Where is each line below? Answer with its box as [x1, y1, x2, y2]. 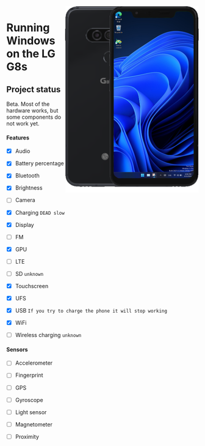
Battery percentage [15, 160, 64, 167]
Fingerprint [15, 371, 44, 379]
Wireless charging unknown [15, 332, 82, 339]
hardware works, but [6, 107, 59, 114]
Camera [15, 196, 35, 204]
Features [6, 134, 29, 141]
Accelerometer [15, 359, 53, 366]
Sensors [6, 346, 29, 353]
